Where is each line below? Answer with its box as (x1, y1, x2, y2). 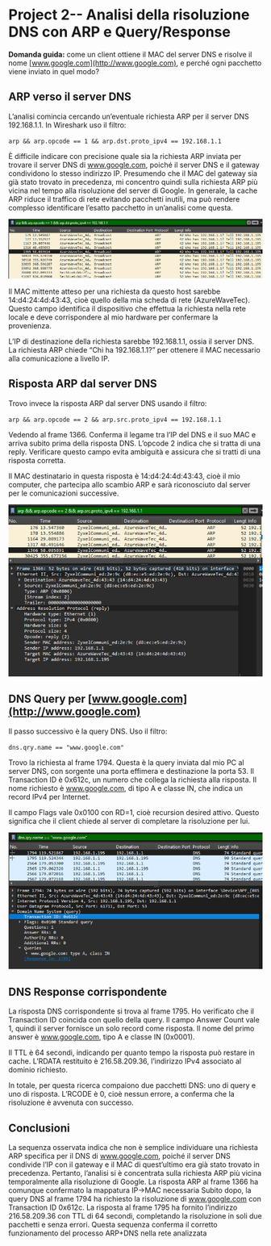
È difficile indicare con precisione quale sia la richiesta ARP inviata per (8, 151, 242, 161)
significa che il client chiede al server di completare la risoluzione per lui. (8, 816, 250, 826)
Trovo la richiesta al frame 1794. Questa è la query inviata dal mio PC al (8, 757, 244, 767)
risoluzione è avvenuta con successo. (8, 1098, 135, 1107)
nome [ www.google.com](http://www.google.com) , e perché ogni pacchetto (8, 58, 262, 68)
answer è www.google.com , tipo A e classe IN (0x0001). (8, 1032, 195, 1042)
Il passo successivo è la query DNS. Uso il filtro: (8, 726, 168, 736)
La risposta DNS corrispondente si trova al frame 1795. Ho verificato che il (8, 1006, 254, 1016)
